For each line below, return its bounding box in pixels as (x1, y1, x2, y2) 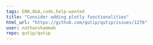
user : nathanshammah (6, 25, 57, 31)
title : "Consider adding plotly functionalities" (6, 14, 130, 20)
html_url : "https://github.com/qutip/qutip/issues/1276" (6, 19, 148, 25)
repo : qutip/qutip (6, 30, 51, 36)
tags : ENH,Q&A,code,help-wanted (6, 8, 85, 15)
